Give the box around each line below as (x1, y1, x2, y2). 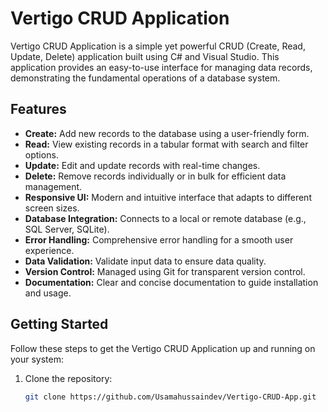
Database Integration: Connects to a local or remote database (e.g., (24, 212, 307, 224)
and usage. (24, 287, 72, 299)
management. (24, 180, 83, 192)
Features (10, 101, 67, 118)
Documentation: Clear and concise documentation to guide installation (24, 276, 319, 288)
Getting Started (10, 316, 109, 333)
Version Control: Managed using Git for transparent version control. (24, 265, 306, 277)
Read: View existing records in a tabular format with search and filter (24, 138, 309, 150)
